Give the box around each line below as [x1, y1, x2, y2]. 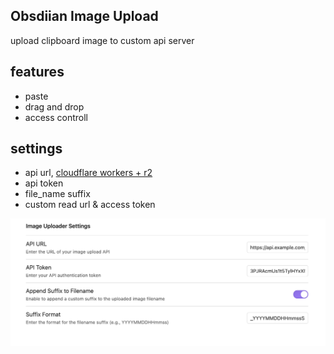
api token [24, 177, 64, 189]
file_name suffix [24, 188, 91, 200]
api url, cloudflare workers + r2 [24, 167, 153, 179]
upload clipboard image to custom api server [10, 34, 195, 46]
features [10, 64, 65, 81]
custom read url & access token [24, 199, 156, 211]
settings [10, 140, 63, 158]
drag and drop [24, 100, 85, 113]
